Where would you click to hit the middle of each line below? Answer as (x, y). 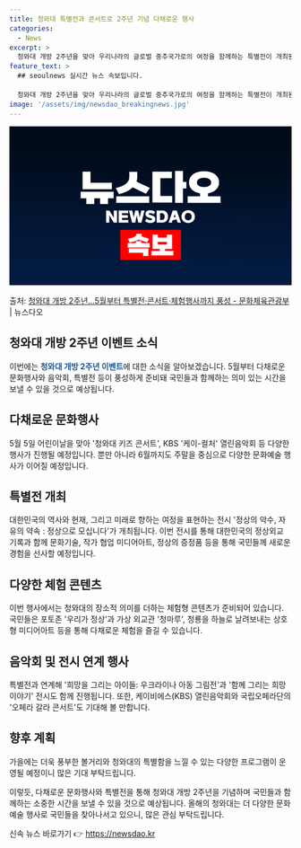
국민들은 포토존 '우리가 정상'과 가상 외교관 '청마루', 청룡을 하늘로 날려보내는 (140, 619)
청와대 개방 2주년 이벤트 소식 (84, 343)
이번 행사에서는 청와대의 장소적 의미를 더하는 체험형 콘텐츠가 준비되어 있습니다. (147, 608)
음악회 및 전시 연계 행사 (69, 662)
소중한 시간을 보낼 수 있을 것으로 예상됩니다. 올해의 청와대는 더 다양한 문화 (162, 803)
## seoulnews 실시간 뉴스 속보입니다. (80, 76)
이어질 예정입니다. (57, 465)
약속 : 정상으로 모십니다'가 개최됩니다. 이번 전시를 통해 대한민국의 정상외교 (155, 531)
